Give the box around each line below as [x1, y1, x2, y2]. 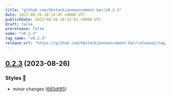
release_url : [5, 41, 33, 46]
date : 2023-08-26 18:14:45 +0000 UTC [5, 12, 85, 17]
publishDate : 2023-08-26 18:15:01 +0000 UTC [5, 17, 101, 22]
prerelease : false [5, 26, 44, 31]
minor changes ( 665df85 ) [12, 86, 67, 92]
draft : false [5, 21, 33, 27]
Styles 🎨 [5, 75, 26, 82]
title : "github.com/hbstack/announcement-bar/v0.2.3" [5, 7, 122, 13]
